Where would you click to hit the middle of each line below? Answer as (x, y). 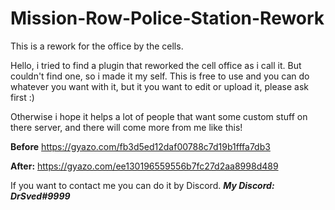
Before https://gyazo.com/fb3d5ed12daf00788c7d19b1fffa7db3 (140, 146)
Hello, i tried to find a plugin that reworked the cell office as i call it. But (156, 65)
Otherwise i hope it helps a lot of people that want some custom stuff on (159, 116)
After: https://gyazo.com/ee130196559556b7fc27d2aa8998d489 (144, 166)
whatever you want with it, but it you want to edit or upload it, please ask (160, 86)
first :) (22, 97)
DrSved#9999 (40, 196)
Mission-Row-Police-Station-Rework (167, 18)
